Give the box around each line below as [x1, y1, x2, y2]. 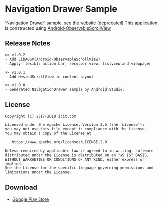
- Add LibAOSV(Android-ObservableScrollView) [5, 57, 100, 62]
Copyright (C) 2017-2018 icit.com [5, 114, 77, 119]
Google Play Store [12, 196, 49, 202]
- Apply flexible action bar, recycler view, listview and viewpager [5, 61, 152, 66]
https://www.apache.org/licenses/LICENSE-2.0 [11, 139, 107, 144]
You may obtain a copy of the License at [5, 131, 92, 136]
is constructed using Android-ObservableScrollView [5, 25, 111, 31]
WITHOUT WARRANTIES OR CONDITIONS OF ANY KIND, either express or [5, 157, 145, 162]
